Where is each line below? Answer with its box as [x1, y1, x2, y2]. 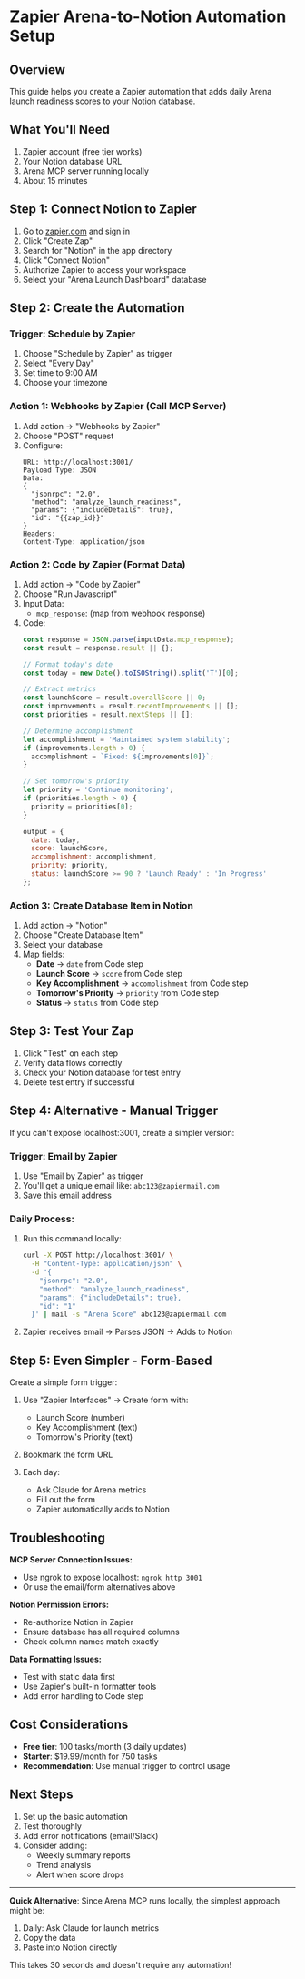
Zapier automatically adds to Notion [35, 1503, 171, 1515]
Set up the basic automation [22, 1811, 129, 1822]
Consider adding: [22, 1840, 88, 1851]
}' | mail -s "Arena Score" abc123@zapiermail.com [31, 1310, 227, 1320]
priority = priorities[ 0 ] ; [31, 802, 133, 811]
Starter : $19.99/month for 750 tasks [22, 1751, 158, 1762]
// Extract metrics [22, 685, 97, 694]
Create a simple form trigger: [9, 1377, 118, 1388]
